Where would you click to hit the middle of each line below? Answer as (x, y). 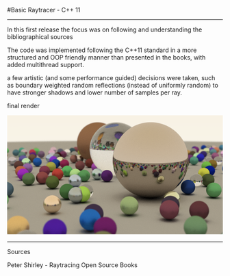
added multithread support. (46, 65)
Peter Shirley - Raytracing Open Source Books (73, 265)
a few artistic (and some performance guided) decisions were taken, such (111, 78)
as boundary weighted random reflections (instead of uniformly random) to (113, 85)
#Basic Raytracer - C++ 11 (44, 10)
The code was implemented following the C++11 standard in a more (102, 50)
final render (23, 106)
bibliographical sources (40, 37)
